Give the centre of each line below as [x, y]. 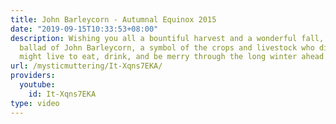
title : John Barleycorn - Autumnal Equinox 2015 [113, 19]
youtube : [37, 85]
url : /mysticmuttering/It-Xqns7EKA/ [86, 66]
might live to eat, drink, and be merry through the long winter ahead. [174, 57]
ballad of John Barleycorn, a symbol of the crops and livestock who [167, 47]
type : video [35, 103]
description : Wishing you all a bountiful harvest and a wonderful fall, [167, 38]
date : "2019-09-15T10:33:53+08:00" [84, 29]
